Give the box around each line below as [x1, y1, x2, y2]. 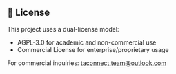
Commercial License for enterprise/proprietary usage [17, 45, 169, 53]
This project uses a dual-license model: [7, 25, 119, 33]
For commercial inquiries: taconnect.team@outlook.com [7, 59, 167, 67]
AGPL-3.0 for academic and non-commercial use [17, 38, 157, 47]
